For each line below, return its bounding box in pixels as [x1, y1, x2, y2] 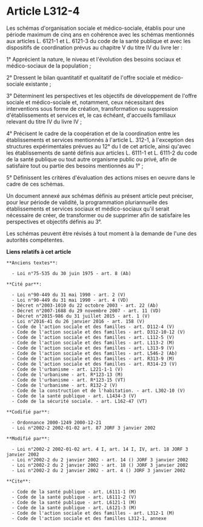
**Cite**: [6, 478, 32, 484]
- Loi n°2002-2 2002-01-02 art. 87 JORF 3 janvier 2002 [12, 425, 156, 431]
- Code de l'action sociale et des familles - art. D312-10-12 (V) [12, 329, 186, 335]
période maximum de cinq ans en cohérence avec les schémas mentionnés [6, 30, 195, 38]
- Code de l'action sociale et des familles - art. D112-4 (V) [12, 324, 175, 330]
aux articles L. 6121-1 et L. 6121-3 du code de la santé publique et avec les [6, 37, 191, 44]
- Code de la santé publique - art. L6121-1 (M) [12, 499, 137, 506]
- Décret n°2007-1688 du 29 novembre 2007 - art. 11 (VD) [12, 307, 162, 314]
